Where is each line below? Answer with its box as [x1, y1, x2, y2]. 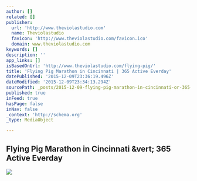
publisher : [6, 19, 33, 25]
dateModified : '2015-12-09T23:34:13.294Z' [6, 79, 111, 85]
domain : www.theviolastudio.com [11, 41, 91, 47]
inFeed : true [6, 95, 38, 101]
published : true [6, 90, 46, 96]
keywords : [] [6, 47, 38, 53]
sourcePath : [6, 85, 35, 90]
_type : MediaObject [6, 117, 54, 123]
